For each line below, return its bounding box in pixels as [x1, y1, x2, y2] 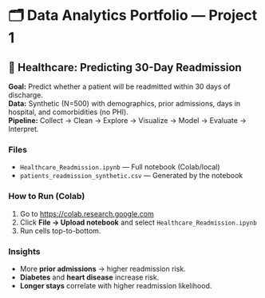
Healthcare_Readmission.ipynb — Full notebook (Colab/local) [19, 162, 221, 172]
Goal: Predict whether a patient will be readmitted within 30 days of [8, 81, 231, 91]
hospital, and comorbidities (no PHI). [8, 107, 129, 117]
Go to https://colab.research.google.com [19, 209, 154, 218]
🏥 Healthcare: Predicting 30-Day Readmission [8, 61, 242, 74]
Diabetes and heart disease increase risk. [19, 272, 160, 282]
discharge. [8, 90, 44, 100]
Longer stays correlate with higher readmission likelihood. [19, 280, 212, 290]
